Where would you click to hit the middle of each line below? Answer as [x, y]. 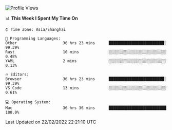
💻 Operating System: [28, 102]
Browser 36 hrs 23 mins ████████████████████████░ [86, 79]
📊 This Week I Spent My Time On [42, 18]
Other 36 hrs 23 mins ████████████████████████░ [86, 43]
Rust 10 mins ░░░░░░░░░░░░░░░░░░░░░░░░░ [86, 52]
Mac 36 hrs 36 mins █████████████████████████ [86, 108]
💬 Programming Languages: [33, 39]
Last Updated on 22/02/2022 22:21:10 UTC [51, 122]
